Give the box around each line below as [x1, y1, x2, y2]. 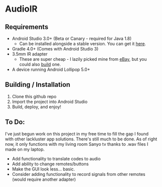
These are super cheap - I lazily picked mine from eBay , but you [19, 56, 147, 62]
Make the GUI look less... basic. [12, 166, 75, 172]
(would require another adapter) [12, 176, 76, 182]
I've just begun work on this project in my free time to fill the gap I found [5, 131, 149, 136]
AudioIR [5, 3, 38, 15]
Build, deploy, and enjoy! [12, 103, 61, 110]
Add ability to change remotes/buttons [12, 161, 89, 167]
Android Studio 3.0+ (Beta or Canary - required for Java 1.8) [12, 35, 132, 41]
